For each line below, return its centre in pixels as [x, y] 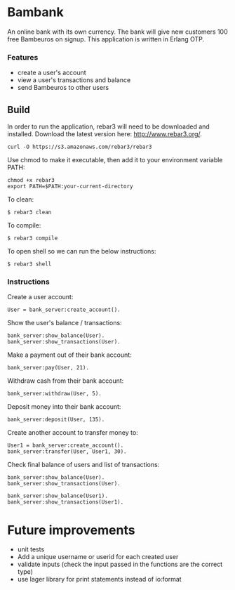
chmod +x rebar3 [31, 181]
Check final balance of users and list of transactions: [83, 465]
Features [23, 57]
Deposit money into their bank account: [64, 407]
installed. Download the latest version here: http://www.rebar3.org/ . [105, 134]
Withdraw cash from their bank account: [66, 381]
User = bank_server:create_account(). [64, 310]
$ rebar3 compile [33, 238]
